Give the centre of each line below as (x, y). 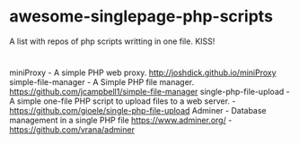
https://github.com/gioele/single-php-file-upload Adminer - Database (138, 111)
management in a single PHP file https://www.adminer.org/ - (121, 120)
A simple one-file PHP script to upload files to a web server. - (123, 101)
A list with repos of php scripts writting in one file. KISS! (112, 41)
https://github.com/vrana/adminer (72, 130)
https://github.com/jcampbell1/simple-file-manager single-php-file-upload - (149, 92)
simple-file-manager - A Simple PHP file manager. (102, 82)
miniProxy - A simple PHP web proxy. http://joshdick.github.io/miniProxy (143, 72)
